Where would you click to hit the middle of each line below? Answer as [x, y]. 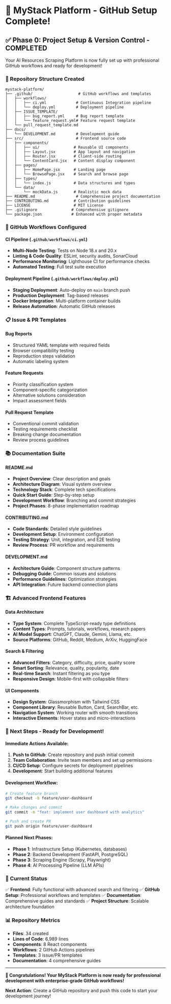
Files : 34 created [31, 933]
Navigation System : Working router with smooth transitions [75, 713]
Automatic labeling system [40, 361]
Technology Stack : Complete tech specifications [64, 490]
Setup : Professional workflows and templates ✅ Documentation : [73, 895]
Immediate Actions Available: [37, 743]
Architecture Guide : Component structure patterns [66, 568]
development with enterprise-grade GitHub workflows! [65, 981]
